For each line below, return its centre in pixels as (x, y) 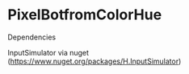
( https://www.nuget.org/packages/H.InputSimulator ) (94, 61)
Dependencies (32, 37)
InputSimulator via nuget (48, 52)
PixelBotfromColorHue (85, 15)
